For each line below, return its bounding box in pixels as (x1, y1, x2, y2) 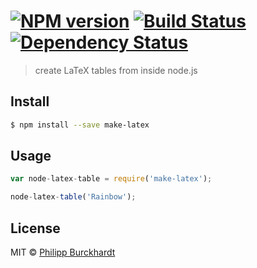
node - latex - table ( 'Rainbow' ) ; (10, 192, 137, 202)
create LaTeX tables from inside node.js (34, 64, 198, 76)
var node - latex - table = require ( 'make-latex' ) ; (10, 174, 213, 184)
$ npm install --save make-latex (10, 120, 150, 130)
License (10, 220, 61, 237)
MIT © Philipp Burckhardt (10, 246, 116, 258)
